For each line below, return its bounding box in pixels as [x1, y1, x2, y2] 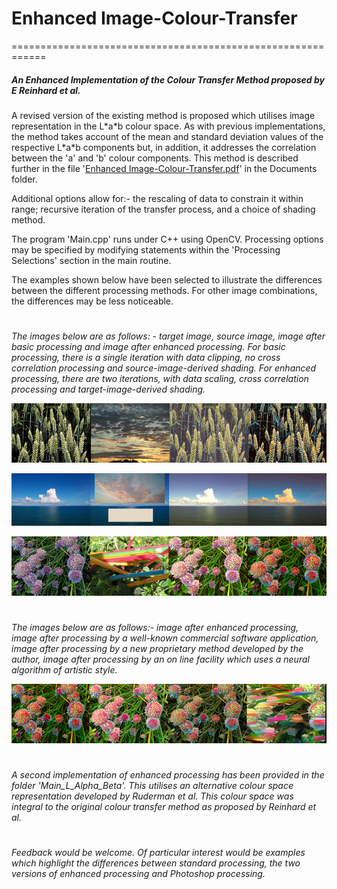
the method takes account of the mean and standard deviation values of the [11, 130, 324, 142]
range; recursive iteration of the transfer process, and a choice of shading [11, 203, 316, 215]
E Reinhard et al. [11, 84, 81, 96]
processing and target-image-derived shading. [11, 383, 206, 396]
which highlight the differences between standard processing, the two [11, 857, 301, 869]
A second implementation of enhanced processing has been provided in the [11, 768, 325, 781]
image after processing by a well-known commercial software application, [11, 632, 319, 644]
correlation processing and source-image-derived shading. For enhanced [11, 362, 317, 374]
